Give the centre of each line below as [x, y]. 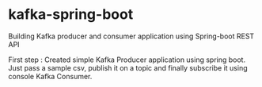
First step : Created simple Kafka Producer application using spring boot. [127, 60]
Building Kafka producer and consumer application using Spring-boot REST [131, 36]
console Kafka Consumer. [50, 76]
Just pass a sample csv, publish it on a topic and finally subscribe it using [128, 67]
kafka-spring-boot [71, 14]
